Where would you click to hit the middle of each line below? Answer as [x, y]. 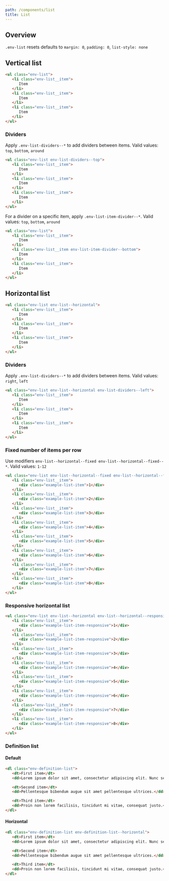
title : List [18, 15]
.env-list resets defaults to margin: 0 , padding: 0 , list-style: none [77, 47]
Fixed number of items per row [43, 450]
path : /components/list [30, 10]
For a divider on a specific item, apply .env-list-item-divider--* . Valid [79, 216]
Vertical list [23, 63]
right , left [17, 381]
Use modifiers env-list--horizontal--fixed [51, 461]
